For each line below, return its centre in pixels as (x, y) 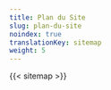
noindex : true (36, 34)
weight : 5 (28, 51)
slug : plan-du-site (46, 26)
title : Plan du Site (48, 17)
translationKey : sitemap (55, 42)
